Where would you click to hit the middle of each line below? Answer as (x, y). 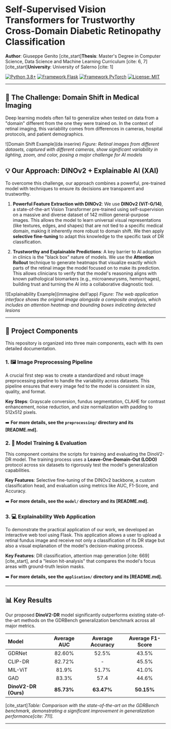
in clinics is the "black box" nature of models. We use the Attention (83, 257)
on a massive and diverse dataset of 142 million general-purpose (81, 215)
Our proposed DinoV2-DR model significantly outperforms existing (75, 615)
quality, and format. (26, 392)
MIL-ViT (18, 670)
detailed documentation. (31, 349)
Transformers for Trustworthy (70, 20)
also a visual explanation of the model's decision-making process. (75, 546)
